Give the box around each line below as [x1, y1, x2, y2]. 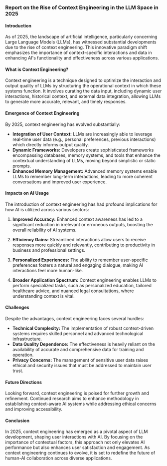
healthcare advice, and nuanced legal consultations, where [12, 288, 134, 294]
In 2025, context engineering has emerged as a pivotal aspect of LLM [5, 429, 148, 435]
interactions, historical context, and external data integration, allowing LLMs [5, 93, 161, 99]
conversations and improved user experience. [12, 179, 107, 185]
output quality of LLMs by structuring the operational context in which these [5, 83, 162, 89]
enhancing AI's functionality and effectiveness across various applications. [5, 55, 160, 61]
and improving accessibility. [5, 406, 63, 412]
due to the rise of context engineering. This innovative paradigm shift [5, 44, 147, 50]
